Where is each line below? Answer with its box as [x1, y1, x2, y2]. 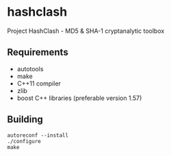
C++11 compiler [16, 79, 62, 88]
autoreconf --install [7, 131, 69, 139]
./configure [7, 138, 41, 144]
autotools [16, 64, 44, 73]
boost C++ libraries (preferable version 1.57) [16, 94, 142, 102]
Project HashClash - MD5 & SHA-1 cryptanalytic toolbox [7, 27, 165, 35]
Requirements [7, 47, 68, 58]
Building [7, 114, 43, 125]
